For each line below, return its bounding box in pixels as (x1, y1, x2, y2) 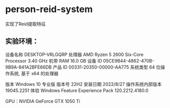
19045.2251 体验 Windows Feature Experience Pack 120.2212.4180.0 (5, 87, 149, 93)
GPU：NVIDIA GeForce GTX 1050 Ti (5, 98, 80, 104)
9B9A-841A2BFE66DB (5, 64, 52, 70)
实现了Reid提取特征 (5, 21, 46, 27)
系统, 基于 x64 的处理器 (9, 70, 59, 76)
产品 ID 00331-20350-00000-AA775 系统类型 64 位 (52, 64, 161, 70)
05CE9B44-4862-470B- (103, 58, 155, 64)
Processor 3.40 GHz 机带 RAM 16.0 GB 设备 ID (5, 58, 103, 64)
